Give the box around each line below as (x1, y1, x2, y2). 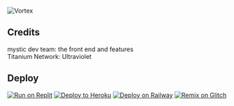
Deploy (7, 73, 39, 85)
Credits (7, 26, 41, 38)
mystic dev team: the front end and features (7, 45, 134, 53)
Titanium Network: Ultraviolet (7, 52, 92, 60)
